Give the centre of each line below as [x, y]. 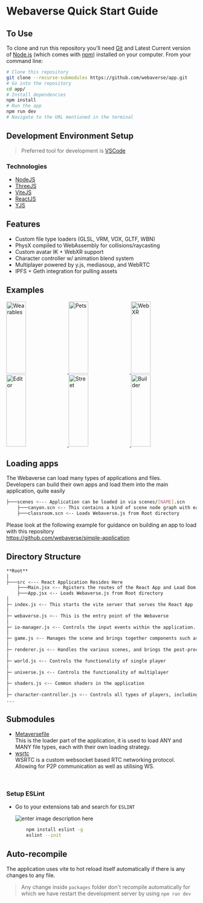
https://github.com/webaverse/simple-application [68, 538]
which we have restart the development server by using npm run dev [106, 893]
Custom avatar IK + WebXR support [59, 252]
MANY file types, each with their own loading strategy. [83, 747]
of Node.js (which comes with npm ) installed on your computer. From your [99, 55]
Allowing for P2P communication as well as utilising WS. [85, 766]
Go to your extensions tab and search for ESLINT [75, 807]
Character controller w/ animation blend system [74, 258]
